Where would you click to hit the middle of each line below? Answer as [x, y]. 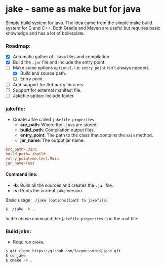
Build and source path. [43, 73]
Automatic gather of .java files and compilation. [62, 57]
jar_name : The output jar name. [52, 140]
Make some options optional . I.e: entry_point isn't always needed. [81, 68]
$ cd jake [16, 255]
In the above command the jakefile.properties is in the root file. [72, 218]
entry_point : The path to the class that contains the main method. [86, 135]
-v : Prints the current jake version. [48, 190]
